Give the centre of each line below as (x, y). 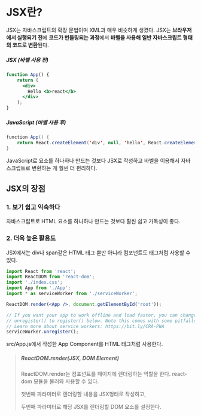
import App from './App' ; (38, 288)
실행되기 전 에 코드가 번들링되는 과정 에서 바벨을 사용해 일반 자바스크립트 (100, 37)
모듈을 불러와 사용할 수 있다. (66, 381)
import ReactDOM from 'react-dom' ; (51, 277)
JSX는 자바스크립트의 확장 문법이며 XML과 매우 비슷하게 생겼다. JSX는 (89, 30)
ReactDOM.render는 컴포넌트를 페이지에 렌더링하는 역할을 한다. (96, 374)
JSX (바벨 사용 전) (28, 60)
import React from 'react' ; (41, 271)
